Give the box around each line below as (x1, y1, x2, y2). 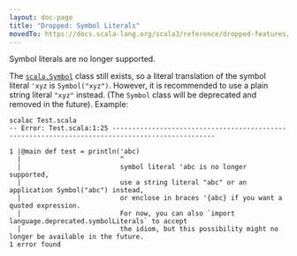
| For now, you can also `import (17, 209, 236, 218)
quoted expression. (9, 201, 81, 211)
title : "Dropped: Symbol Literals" (9, 21, 141, 30)
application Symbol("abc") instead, (9, 186, 144, 195)
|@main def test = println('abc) (17, 147, 141, 156)
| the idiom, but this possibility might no (17, 225, 278, 234)
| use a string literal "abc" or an (17, 178, 247, 187)
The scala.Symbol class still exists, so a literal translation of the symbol (9, 71, 267, 81)
